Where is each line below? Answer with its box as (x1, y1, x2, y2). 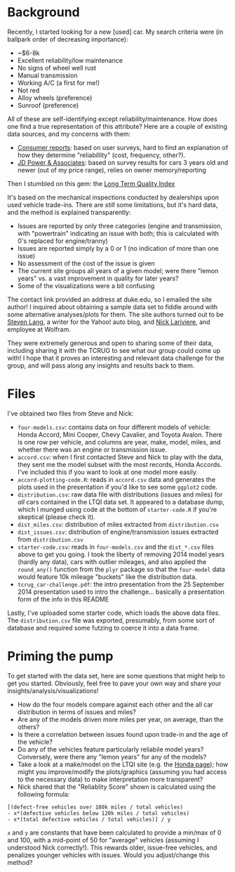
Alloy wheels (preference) (17, 93, 93, 102)
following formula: (17, 790, 70, 798)
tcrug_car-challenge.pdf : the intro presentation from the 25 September (17, 580, 224, 588)
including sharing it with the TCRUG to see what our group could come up (7, 346, 221, 354)
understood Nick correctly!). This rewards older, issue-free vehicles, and (7, 843, 217, 852)
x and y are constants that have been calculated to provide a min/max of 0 (7, 828, 222, 837)
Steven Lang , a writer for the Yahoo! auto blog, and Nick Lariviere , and (7, 318, 210, 326)
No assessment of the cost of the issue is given (17, 259, 155, 268)
